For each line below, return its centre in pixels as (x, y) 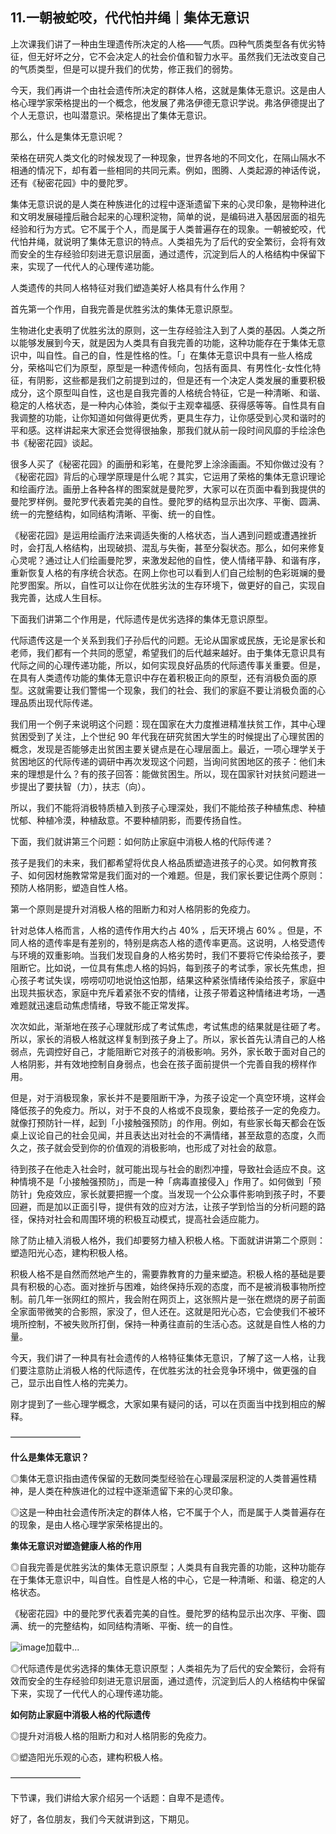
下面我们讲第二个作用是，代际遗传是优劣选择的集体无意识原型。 (141, 619)
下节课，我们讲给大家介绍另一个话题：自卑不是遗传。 (120, 1797)
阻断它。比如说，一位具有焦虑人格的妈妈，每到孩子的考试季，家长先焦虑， (163, 967)
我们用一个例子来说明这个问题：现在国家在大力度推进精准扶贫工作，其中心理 (168, 724)
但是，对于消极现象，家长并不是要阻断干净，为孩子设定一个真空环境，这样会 (168, 1097)
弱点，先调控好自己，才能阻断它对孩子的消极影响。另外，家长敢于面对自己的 (168, 1051)
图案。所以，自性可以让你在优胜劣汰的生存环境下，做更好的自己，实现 (172, 585)
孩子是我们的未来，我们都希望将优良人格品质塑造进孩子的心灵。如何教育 (159, 862)
